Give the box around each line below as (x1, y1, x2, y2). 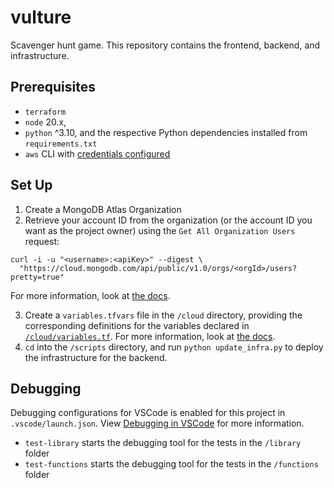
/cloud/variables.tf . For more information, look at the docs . (24, 330, 276, 342)
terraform (24, 107, 67, 117)
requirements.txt (24, 139, 98, 149)
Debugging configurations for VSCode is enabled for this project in (10, 407, 286, 419)
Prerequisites (10, 79, 96, 96)
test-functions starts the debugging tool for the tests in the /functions (24, 458, 319, 470)
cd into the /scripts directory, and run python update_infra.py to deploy (24, 341, 324, 353)
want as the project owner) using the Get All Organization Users (24, 224, 296, 236)
